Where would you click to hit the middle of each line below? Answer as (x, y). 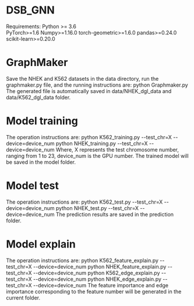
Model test (33, 185)
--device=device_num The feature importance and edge (101, 285)
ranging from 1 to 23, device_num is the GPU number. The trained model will (97, 156)
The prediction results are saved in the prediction (114, 214)
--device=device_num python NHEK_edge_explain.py (97, 279)
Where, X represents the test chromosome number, (117, 149)
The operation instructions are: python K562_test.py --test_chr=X (84, 202)
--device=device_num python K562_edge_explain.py (96, 273)
